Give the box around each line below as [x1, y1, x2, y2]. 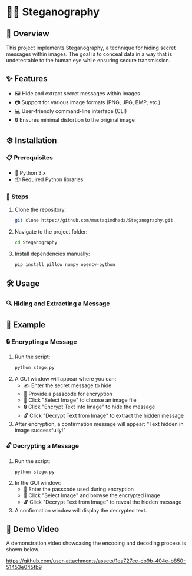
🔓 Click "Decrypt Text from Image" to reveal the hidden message [23, 498, 182, 505]
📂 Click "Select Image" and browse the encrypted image [23, 492, 161, 499]
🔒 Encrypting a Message [6, 338, 78, 346]
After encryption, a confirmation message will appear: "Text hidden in [14, 421, 184, 428]
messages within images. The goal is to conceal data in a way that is [6, 51, 173, 58]
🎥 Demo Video [6, 524, 59, 534]
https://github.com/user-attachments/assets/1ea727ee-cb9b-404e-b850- [6, 557, 186, 564]
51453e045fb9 [6, 564, 42, 571]
